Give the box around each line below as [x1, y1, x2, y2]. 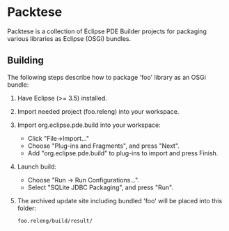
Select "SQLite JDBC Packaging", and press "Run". [27, 183, 174, 191]
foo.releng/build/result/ [17, 217, 93, 224]
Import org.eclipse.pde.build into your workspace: [17, 121, 161, 129]
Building [7, 55, 44, 67]
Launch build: [17, 162, 57, 171]
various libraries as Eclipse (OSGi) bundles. [7, 34, 132, 42]
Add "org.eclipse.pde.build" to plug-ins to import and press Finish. [27, 148, 219, 157]
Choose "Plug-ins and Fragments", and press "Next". [27, 142, 180, 150]
